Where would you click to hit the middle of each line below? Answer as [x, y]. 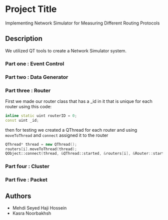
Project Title [31, 9]
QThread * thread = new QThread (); [41, 144]
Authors [18, 196]
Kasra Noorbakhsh [32, 213]
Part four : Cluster [27, 167]
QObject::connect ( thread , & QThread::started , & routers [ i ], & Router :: [79, 154]
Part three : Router [28, 90]
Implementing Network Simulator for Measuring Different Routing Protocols [82, 23]
